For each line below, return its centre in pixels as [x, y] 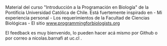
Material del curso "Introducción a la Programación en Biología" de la [77, 7]
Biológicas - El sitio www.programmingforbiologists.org [63, 23]
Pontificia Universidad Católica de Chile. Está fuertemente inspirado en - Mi [84, 12]
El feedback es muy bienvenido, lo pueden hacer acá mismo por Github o [81, 33]
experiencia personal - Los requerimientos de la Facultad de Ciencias [77, 18]
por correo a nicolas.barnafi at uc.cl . [44, 38]
